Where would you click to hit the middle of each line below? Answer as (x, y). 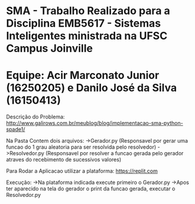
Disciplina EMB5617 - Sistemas (84, 23)
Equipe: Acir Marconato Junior (83, 75)
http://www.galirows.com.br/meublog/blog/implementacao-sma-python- (95, 123)
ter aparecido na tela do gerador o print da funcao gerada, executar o (91, 189)
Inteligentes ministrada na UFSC (87, 36)
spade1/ (16, 129)
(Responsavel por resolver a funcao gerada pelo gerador (114, 153)
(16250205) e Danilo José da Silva (92, 88)
